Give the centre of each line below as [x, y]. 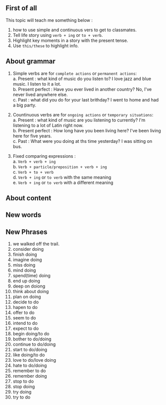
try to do [22, 397]
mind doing [24, 270]
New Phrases [27, 232]
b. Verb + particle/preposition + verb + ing [60, 167]
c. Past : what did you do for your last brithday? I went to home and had [86, 100]
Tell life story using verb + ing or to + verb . [58, 35]
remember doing [30, 376]
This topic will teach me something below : [49, 20]
